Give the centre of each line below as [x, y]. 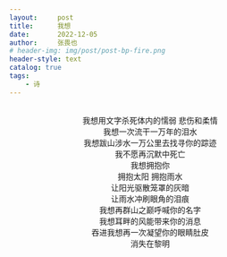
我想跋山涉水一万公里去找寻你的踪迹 [150, 142]
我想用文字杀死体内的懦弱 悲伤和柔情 [150, 120]
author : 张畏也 [43, 43]
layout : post [42, 17]
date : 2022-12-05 [54, 34]
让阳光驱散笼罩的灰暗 [150, 187]
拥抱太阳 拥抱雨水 [150, 176]
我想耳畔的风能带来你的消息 [150, 221]
